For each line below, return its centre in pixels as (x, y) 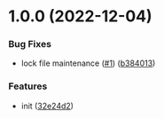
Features (28, 86)
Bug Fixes (30, 44)
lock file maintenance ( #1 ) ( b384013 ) (88, 63)
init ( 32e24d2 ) (47, 106)
